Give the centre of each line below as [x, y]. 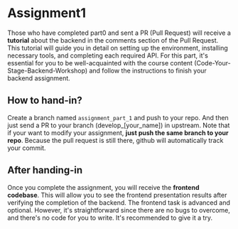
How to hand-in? [45, 101]
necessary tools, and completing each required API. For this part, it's [108, 55]
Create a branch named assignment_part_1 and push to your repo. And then [118, 117]
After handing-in [45, 170]
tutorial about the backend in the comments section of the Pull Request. [113, 40]
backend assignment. [39, 78]
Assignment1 [47, 13]
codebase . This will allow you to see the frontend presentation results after [117, 195]
